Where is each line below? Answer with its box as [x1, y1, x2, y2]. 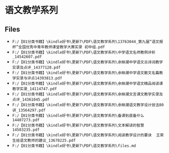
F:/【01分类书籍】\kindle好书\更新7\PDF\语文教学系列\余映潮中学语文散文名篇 [12, 70, 160, 75]
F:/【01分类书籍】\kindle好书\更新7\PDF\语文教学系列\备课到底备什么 [12, 113, 145, 118]
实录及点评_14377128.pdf [12, 65, 61, 70]
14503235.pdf [12, 127, 40, 132]
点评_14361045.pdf [12, 97, 50, 102]
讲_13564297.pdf [12, 108, 46, 113]
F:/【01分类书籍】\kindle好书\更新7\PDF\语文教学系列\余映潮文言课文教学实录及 [12, 92, 163, 97]
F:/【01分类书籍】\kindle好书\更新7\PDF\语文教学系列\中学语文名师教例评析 [12, 50, 156, 55]
